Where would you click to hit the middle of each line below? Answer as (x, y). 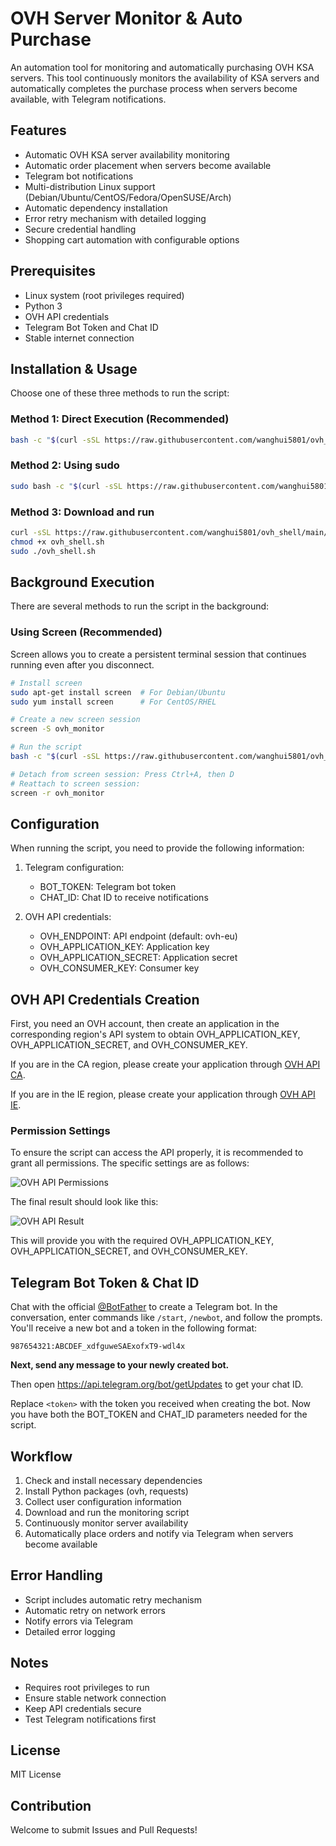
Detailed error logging (70, 1631)
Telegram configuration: (74, 868)
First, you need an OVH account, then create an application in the (145, 1024)
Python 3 (43, 306)
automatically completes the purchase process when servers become (154, 88)
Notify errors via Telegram (79, 1621)
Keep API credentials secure (83, 1708)
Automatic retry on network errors (95, 1610)
